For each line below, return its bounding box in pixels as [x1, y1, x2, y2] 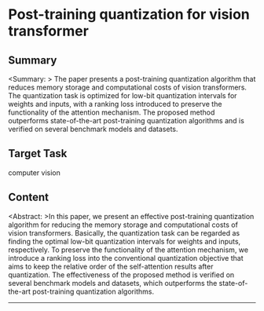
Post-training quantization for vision [8, 5, 250, 24]
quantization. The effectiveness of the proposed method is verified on [8, 269, 235, 280]
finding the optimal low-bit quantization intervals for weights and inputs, [8, 236, 241, 246]
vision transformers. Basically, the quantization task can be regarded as [8, 228, 240, 237]
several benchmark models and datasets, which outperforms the [8, 278, 218, 287]
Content [8, 191, 49, 204]
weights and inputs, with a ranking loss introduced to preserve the [8, 100, 222, 108]
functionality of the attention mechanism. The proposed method [8, 108, 215, 117]
